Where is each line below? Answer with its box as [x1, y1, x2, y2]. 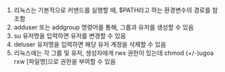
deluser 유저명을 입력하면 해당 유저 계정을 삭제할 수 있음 [13, 40, 167, 48]
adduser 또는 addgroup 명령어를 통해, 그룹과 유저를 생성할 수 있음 [13, 23, 194, 31]
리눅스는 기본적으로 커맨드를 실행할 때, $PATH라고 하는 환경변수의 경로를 [13, 6, 211, 14]
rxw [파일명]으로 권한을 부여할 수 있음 [13, 58, 116, 65]
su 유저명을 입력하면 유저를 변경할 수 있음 [13, 32, 127, 40]
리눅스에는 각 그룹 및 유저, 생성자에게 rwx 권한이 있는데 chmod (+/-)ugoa [13, 49, 214, 57]
